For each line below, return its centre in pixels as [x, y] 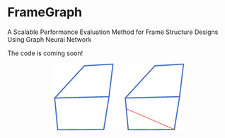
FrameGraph [45, 12]
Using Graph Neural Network [50, 39]
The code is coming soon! [45, 53]
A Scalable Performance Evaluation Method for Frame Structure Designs [113, 32]
